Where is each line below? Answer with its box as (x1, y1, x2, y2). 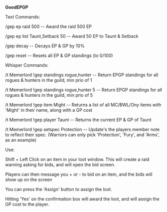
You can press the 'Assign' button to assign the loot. (5, 187, 112, 192)
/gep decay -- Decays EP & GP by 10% (5, 43, 85, 49)
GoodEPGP (5, 4, 28, 10)
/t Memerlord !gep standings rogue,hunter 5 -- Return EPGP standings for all (5, 87, 162, 93)
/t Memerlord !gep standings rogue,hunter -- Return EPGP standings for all (5, 72, 159, 78)
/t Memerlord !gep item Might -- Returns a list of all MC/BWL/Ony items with (5, 102, 162, 108)
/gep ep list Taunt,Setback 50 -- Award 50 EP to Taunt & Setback (5, 33, 139, 39)
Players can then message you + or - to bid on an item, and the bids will (5, 172, 153, 177)
